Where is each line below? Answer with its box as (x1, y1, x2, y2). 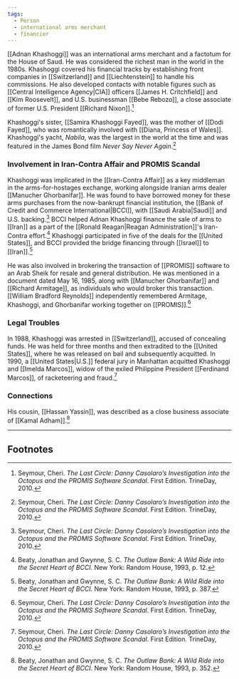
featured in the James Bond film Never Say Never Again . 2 (7, 140, 176, 150)
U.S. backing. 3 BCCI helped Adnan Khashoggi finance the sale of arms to (7, 213, 222, 223)
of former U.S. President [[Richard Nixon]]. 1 (7, 103, 134, 113)
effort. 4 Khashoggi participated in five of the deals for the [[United (28, 229, 223, 239)
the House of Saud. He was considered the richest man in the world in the (7, 58, 224, 66)
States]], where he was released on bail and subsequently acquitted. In (7, 349, 216, 358)
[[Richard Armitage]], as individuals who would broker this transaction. (7, 284, 214, 292)
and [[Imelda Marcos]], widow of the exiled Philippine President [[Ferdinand (7, 364, 229, 373)
